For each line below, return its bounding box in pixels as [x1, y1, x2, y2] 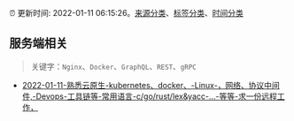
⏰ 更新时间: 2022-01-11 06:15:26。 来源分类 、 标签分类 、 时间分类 [9, 8, 244, 18]
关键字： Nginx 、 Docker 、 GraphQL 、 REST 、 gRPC [30, 61, 197, 72]
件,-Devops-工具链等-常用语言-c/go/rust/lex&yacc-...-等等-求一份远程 [21, 91, 277, 102]
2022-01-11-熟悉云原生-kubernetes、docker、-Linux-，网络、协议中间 [21, 79, 281, 90]
